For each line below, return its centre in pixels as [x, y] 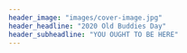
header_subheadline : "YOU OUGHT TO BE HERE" [93, 34]
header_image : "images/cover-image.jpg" [86, 18]
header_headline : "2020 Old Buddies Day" [88, 26]
